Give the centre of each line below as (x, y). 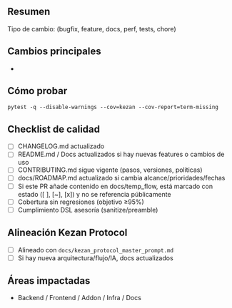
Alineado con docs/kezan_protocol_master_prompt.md (95, 250)
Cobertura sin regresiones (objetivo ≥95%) (81, 202)
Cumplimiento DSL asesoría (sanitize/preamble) (88, 210)
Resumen (29, 12)
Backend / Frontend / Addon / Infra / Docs (79, 298)
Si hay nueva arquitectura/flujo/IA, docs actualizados (95, 258)
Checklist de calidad (54, 129)
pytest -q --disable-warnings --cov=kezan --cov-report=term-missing (113, 107)
